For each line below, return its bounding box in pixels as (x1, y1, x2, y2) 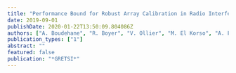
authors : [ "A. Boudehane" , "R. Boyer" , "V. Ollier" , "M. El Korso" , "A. (7, 29, 225, 37)
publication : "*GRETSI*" (7, 56, 80, 63)
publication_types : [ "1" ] (7, 36, 83, 43)
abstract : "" (7, 42, 46, 49)
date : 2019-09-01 (7, 17, 58, 24)
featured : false (7, 49, 55, 56)
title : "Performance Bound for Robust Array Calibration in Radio (7, 10, 206, 17)
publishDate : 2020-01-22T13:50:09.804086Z (7, 23, 133, 30)
